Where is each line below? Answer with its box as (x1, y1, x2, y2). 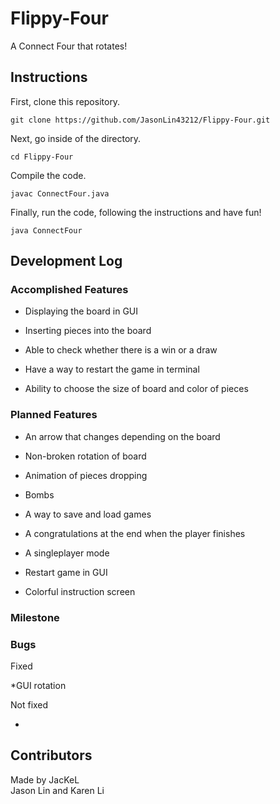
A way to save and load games (24, 508, 152, 520)
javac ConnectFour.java (10, 188, 110, 199)
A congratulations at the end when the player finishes (24, 527, 246, 539)
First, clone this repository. (10, 95, 121, 107)
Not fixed (10, 698, 49, 711)
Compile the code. (10, 169, 87, 181)
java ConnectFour (10, 225, 83, 236)
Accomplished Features (10, 283, 129, 297)
